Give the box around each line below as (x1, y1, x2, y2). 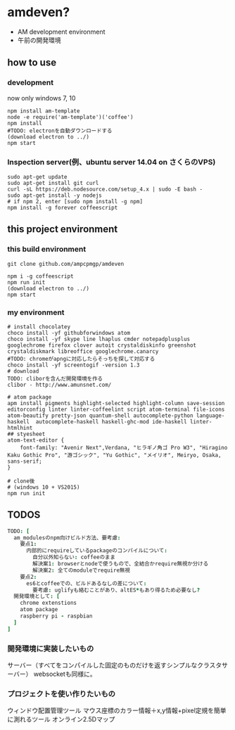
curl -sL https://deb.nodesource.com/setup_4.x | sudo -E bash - (7, 186, 203, 193)
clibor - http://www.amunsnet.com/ (7, 381, 112, 388)
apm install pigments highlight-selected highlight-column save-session (7, 399, 225, 406)
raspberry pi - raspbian (20, 613, 93, 620)
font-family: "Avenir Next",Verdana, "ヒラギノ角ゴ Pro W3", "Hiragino (20, 444, 228, 451)
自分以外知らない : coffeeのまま (32, 553, 116, 561)
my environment (7, 307, 65, 317)
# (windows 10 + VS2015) (7, 483, 80, 491)
